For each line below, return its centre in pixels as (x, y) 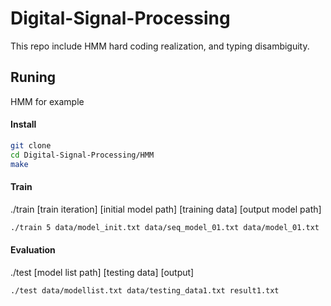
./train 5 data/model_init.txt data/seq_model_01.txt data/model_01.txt (165, 227)
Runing (33, 77)
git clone (31, 145)
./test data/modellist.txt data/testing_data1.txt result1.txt (145, 290)
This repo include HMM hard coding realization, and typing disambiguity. (160, 46)
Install (23, 124)
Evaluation (33, 250)
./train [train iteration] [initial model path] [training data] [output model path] (166, 209)
